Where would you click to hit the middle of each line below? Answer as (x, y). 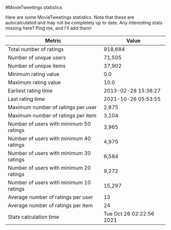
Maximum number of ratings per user (52, 107)
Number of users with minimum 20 (49, 168)
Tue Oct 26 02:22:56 (129, 214)
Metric (53, 41)
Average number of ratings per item (50, 205)
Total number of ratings (36, 49)
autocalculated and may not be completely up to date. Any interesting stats (84, 23)
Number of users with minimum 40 (49, 138)
